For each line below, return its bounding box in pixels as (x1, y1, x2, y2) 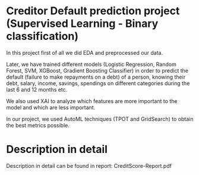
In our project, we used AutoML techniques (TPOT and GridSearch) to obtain (6, 115, 194, 123)
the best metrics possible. (6, 121, 70, 129)
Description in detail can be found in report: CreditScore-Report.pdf (6, 162, 172, 169)
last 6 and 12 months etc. (6, 86, 68, 93)
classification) (6, 30, 79, 43)
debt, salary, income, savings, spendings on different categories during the (6, 79, 190, 87)
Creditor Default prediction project (6, 4, 180, 18)
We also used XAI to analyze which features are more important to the (6, 97, 178, 105)
